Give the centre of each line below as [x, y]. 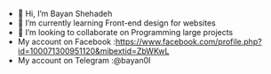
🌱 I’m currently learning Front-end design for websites [116, 23]
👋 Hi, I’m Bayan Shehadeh [65, 14]
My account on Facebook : [67, 41]
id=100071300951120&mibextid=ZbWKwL [93, 51]
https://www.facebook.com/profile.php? [188, 41]
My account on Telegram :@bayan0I [84, 60]
